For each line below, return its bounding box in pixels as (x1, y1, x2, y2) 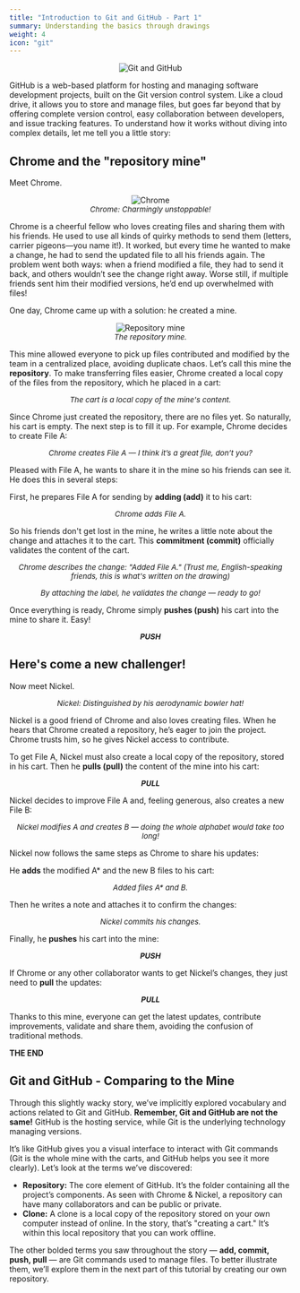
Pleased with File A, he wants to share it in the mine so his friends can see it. (9, 465, 292, 476)
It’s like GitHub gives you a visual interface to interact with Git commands (9, 1143, 279, 1154)
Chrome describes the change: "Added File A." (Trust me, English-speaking (18, 562, 283, 573)
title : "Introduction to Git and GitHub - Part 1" (9, 13, 202, 22)
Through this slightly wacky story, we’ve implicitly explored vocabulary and (9, 1097, 287, 1108)
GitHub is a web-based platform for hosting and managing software (9, 80, 259, 91)
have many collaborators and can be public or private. (21, 1198, 222, 1210)
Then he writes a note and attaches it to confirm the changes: (9, 899, 237, 909)
